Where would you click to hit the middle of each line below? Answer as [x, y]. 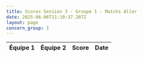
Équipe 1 [22, 48]
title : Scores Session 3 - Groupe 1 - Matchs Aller [71, 11]
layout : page [22, 22]
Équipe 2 [54, 48]
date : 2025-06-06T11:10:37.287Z [46, 17]
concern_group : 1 [28, 28]
